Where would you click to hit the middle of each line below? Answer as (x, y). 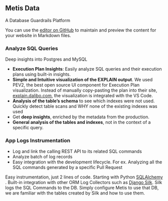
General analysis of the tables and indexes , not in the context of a (81, 122)
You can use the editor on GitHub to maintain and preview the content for (81, 30)
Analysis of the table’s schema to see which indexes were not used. (83, 101)
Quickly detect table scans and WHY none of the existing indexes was (85, 106)
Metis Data (23, 8)
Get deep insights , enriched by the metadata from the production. (81, 117)
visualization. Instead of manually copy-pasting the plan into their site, (85, 90)
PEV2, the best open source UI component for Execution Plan (76, 85)
